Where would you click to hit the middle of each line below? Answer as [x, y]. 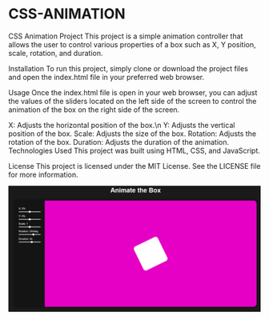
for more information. [43, 174]
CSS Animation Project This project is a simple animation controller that [126, 36]
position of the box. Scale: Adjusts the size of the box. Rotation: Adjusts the [132, 134]
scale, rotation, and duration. [56, 53]
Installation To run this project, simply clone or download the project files [128, 68]
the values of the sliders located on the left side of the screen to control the [132, 101]
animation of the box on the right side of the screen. [94, 110]
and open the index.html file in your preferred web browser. [106, 77]
